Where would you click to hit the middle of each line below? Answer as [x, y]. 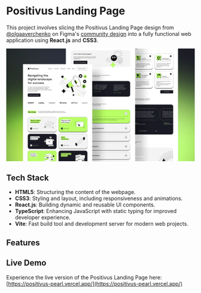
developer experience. [42, 218]
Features [23, 243]
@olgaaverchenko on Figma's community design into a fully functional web [99, 33]
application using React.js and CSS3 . [52, 40]
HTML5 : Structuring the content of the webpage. [75, 192]
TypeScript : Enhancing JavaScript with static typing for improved [96, 211]
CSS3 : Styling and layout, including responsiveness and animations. [99, 199]
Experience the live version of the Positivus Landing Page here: [84, 277]
